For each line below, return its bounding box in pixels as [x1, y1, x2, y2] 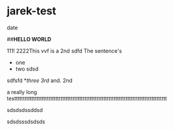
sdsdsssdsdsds [7, 118, 45, 125]
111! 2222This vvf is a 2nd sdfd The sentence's [7, 47, 122, 55]
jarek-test [7, 4, 56, 18]
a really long [7, 88, 38, 95]
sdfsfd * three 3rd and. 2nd [7, 77, 72, 84]
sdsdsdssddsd [7, 106, 43, 113]
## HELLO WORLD [7, 35, 51, 43]
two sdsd [15, 65, 39, 72]
